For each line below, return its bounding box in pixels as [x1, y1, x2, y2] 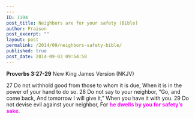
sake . [6, 107, 20, 114]
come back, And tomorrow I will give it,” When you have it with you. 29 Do [6, 94, 189, 102]
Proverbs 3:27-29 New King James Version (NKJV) [6, 70, 134, 77]
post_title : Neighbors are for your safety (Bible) [6, 20, 138, 26]
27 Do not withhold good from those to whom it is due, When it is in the [6, 82, 182, 89]
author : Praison [6, 25, 47, 32]
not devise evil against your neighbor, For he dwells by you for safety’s [6, 100, 183, 108]
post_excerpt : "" [6, 31, 50, 37]
